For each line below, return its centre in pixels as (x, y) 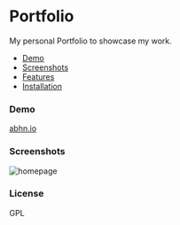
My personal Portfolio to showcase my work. (90, 41)
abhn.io (23, 128)
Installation (42, 86)
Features (38, 76)
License (27, 194)
